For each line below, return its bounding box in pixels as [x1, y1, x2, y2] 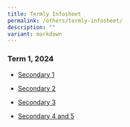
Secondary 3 [17, 98, 56, 106]
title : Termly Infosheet [7, 10, 81, 18]
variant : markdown [7, 30, 62, 38]
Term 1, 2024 [7, 54, 54, 64]
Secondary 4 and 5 [17, 111, 75, 120]
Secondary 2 [17, 83, 56, 93]
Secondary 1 [17, 70, 55, 78]
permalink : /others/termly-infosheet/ [7, 17, 123, 24]
